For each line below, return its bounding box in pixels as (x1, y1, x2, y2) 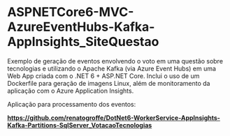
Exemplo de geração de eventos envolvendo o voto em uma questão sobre (7, 56, 224, 65)
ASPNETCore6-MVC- (7, 4, 134, 20)
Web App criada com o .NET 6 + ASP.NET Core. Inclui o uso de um (7, 71, 200, 80)
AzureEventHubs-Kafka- (7, 19, 155, 35)
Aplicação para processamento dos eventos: (7, 100, 136, 108)
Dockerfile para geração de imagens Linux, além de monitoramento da (7, 79, 210, 87)
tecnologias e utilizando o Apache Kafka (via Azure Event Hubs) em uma (7, 64, 217, 73)
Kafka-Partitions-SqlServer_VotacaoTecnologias (7, 121, 152, 129)
